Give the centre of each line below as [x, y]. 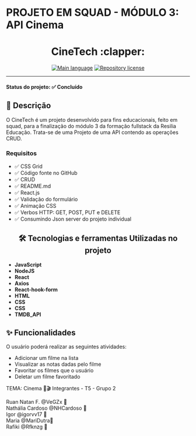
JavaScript [28, 265]
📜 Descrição [29, 106]
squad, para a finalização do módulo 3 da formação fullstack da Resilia [91, 126]
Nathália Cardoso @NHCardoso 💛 [46, 408]
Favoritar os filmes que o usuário [54, 370]
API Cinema [35, 25]
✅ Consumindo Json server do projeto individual [73, 219]
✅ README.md [33, 186]
